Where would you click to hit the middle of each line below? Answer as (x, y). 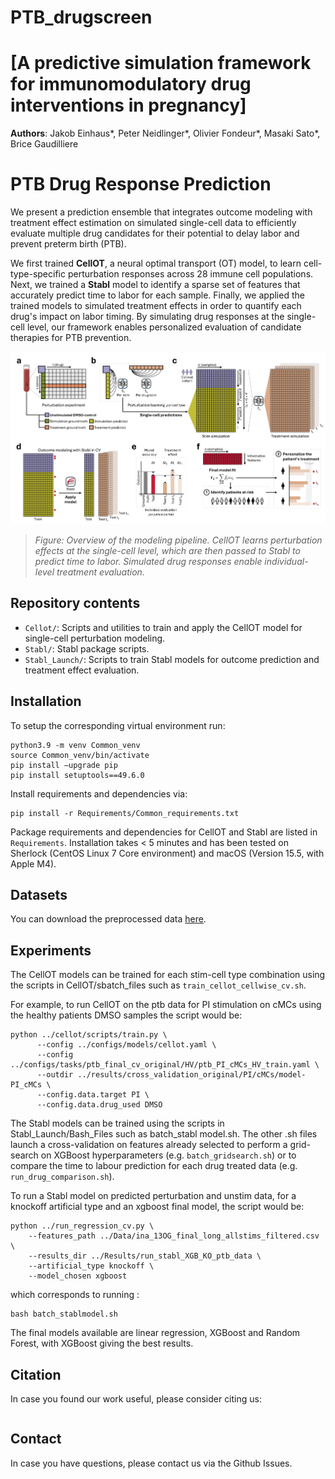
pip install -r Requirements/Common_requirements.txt (125, 813)
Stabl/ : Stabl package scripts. (87, 648)
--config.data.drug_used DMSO (99, 1105)
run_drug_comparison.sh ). (62, 1177)
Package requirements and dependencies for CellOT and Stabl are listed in (164, 832)
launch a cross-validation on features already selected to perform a (149, 1145)
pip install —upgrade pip (64, 765)
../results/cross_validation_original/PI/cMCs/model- (192, 1075)
